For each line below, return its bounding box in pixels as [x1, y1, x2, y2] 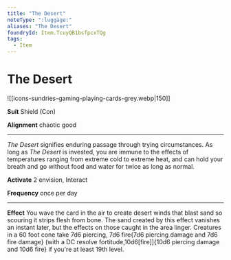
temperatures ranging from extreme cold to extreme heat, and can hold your [7, 155, 223, 163]
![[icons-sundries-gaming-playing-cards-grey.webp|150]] [7, 94, 170, 102]
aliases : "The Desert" [7, 23, 72, 29]
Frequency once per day [7, 189, 78, 197]
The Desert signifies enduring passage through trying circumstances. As [7, 140, 213, 148]
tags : [7, 36, 23, 43]
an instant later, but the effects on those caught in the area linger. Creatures [7, 223, 222, 231]
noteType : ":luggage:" [7, 16, 72, 23]
